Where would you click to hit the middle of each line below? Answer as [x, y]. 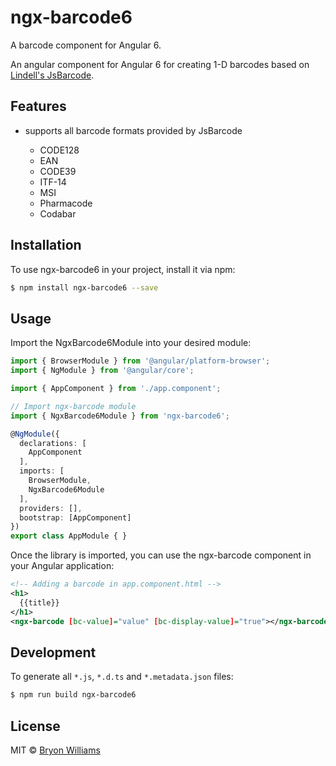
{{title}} [39, 602]
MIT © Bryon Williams [55, 750]
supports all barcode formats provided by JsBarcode [133, 130]
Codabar [58, 213]
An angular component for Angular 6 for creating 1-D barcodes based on [160, 64]
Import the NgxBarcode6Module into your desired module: [131, 343]
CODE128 [59, 150]
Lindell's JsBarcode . [52, 75]
